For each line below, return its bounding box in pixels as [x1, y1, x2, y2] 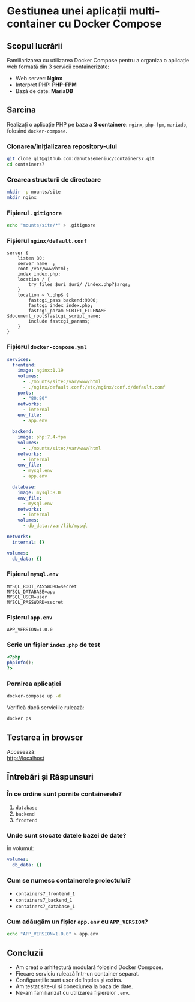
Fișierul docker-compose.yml [7, 343, 88, 351]
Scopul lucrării [7, 41, 62, 51]
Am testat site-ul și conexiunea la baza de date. [15, 982, 134, 990]
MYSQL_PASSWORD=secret [7, 599, 64, 605]
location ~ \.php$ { [17, 292, 69, 298]
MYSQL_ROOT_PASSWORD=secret [7, 583, 77, 589]
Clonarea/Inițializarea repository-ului [7, 142, 118, 151]
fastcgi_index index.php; [28, 303, 94, 309]
